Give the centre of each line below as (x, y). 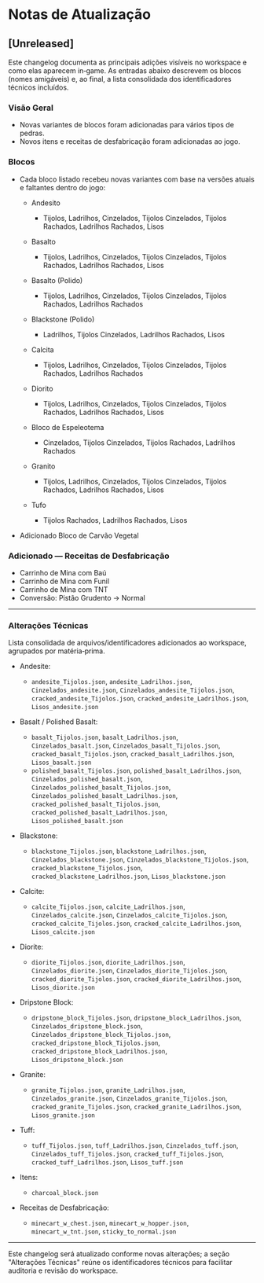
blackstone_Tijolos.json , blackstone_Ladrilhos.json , (119, 851)
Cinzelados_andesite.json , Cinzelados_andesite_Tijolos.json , (133, 690)
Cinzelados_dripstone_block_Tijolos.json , (101, 1035)
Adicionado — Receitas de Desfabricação (89, 556)
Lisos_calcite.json (63, 932)
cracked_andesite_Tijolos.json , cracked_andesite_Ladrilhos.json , (140, 698)
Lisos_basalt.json (61, 763)
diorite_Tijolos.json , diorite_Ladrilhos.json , (108, 962)
